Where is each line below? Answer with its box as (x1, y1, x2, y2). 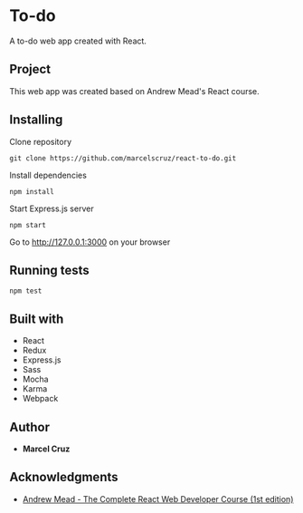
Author (9, 419, 50, 435)
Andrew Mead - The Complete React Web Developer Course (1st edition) (22, 493, 294, 504)
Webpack (22, 393, 59, 404)
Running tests (9, 262, 90, 277)
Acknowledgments (9, 469, 119, 485)
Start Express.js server (9, 203, 94, 214)
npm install (9, 187, 54, 196)
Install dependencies (9, 169, 88, 180)
